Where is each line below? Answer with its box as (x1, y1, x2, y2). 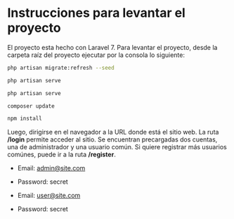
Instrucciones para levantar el (7, 5, 186, 21)
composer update (7, 102, 55, 110)
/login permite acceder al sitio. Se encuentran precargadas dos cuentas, (7, 135, 218, 144)
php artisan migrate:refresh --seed (7, 64, 115, 71)
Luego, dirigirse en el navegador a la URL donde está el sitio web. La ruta (7, 128, 219, 137)
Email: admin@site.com (17, 164, 86, 173)
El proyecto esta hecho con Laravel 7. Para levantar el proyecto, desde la (7, 43, 218, 51)
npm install (7, 115, 42, 123)
